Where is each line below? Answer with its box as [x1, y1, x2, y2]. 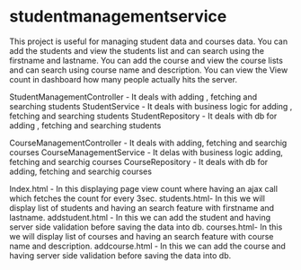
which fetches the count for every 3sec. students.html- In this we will [9, 193, 265, 204]
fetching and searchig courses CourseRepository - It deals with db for [9, 156, 269, 167]
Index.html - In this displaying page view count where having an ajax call [9, 183, 279, 194]
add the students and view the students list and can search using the [9, 45, 265, 56]
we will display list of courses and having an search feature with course [9, 231, 274, 241]
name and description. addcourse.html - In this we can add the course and [9, 240, 286, 251]
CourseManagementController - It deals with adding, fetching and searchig [9, 137, 288, 148]
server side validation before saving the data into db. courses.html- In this [9, 222, 283, 232]
